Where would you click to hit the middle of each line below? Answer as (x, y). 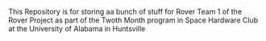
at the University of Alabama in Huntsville (77, 29)
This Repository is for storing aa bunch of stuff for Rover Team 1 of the (125, 12)
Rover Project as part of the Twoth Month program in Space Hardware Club (133, 20)
